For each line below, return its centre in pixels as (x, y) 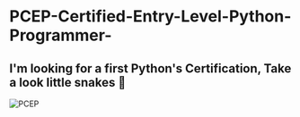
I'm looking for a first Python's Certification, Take (150, 68)
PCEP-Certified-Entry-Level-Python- (150, 17)
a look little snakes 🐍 (68, 82)
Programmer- (61, 35)
